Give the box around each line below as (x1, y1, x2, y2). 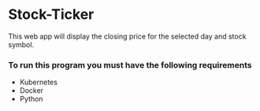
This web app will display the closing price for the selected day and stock (8, 31, 247, 41)
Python (19, 94, 43, 104)
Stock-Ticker (8, 6, 95, 24)
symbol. (8, 39, 34, 49)
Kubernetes (19, 77, 58, 87)
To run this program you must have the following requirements (8, 59, 252, 70)
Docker (19, 86, 44, 95)
